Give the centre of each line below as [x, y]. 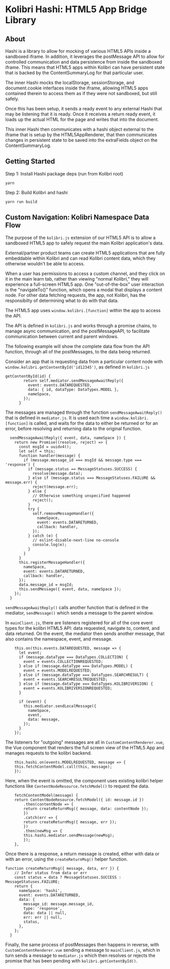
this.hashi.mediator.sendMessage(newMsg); [69, 835]
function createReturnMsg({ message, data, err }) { [62, 868]
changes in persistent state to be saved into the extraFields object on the [81, 140]
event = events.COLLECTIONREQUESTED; [63, 661]
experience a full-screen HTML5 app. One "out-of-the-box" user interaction [84, 284]
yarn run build [21, 202]
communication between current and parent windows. [62, 336]
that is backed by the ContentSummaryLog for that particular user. [75, 73]
